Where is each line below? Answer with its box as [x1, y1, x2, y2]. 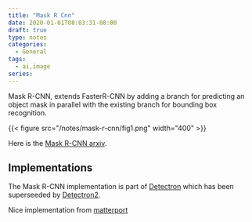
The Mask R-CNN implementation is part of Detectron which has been [8, 182, 235, 191]
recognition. [8, 107, 47, 118]
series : [8, 70, 34, 78]
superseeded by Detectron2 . [8, 190, 101, 200]
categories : [8, 41, 47, 49]
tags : [8, 56, 26, 64]
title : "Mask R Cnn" [8, 11, 76, 20]
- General [15, 48, 47, 56]
